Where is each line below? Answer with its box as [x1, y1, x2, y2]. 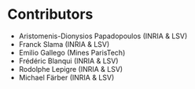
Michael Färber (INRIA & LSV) [18, 73, 115, 82]
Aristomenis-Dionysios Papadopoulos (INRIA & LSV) [18, 31, 188, 41]
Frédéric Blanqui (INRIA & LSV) [18, 56, 119, 66]
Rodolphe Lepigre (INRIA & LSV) [18, 64, 123, 73]
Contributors [7, 5, 94, 23]
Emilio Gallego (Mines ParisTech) [18, 48, 126, 57]
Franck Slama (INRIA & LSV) [18, 39, 110, 48]
